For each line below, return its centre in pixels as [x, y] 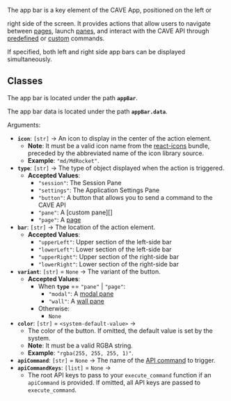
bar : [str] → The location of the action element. [86, 227]
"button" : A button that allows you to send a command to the [125, 197]
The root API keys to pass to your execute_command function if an [119, 375]
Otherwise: [54, 308]
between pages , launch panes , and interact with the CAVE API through [108, 31]
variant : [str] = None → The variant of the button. [89, 272]
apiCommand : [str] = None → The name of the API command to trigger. [116, 360]
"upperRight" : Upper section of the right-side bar [109, 256]
